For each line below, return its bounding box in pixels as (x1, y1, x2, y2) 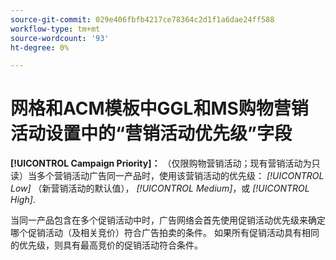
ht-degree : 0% (10, 42, 70, 53)
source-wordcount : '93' (10, 33, 110, 43)
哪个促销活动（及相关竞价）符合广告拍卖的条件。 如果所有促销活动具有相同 (10, 227, 320, 239)
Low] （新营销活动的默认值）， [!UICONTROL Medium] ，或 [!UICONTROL (10, 182, 310, 195)
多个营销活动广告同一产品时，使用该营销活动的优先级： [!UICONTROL (36, 170, 325, 182)
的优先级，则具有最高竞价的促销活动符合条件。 (10, 239, 203, 251)
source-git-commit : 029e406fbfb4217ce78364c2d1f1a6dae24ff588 (10, 14, 275, 25)
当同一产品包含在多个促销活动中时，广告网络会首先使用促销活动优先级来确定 (10, 214, 326, 226)
